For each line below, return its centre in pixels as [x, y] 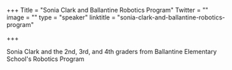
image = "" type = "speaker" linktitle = [61, 17]
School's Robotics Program [45, 59]
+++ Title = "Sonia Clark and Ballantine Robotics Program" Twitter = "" [108, 10]
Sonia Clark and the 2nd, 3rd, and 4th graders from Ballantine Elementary [111, 52]
